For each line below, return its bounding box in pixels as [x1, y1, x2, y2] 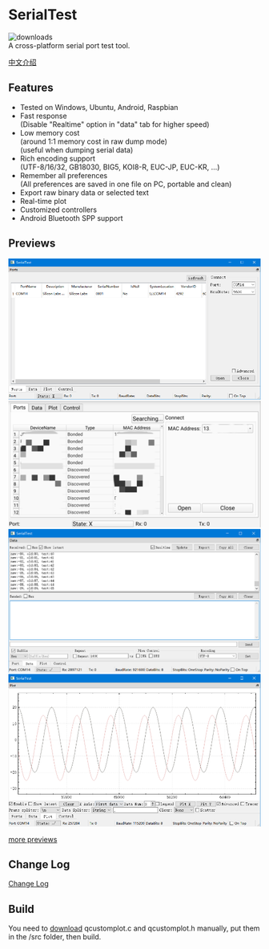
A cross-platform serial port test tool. [8, 40, 130, 50]
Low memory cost [19, 128, 80, 137]
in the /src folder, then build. [8, 932, 102, 942]
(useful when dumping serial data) [19, 145, 134, 154]
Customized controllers [19, 205, 98, 214]
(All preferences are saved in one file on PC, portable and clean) [19, 179, 232, 189]
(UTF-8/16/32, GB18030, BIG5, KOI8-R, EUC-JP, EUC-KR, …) [19, 162, 220, 172]
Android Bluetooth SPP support [19, 213, 123, 222]
